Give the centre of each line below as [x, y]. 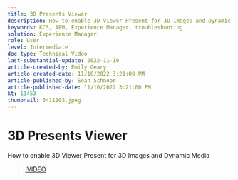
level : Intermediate [38, 47]
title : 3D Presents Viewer [47, 14]
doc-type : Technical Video [47, 54]
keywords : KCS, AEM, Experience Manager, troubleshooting [95, 27]
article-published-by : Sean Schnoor [62, 80]
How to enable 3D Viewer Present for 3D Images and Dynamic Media [109, 155]
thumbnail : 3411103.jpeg [44, 101]
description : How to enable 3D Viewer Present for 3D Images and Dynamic [119, 21]
